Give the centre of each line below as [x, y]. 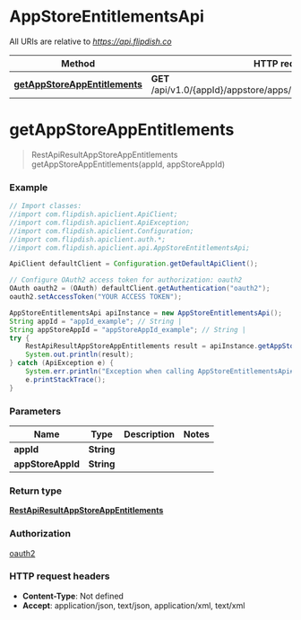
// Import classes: [46, 206]
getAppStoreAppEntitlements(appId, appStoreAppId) [128, 164]
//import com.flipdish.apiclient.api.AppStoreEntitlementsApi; [130, 248]
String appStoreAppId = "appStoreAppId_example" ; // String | [128, 329]
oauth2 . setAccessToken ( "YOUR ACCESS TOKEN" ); [95, 297]
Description [150, 434]
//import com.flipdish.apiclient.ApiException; [100, 223]
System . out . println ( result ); [80, 355]
